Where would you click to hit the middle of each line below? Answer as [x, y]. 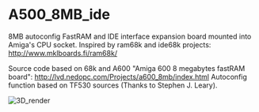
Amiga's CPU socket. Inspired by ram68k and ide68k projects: [110, 44]
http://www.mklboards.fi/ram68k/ [63, 53]
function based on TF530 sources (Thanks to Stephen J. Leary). [113, 85]
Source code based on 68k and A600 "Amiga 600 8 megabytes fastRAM [127, 68]
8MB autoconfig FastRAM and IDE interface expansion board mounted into [130, 36]
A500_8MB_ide [59, 15]
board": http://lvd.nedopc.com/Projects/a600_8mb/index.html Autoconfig [128, 77]
